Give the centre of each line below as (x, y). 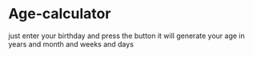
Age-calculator (60, 14)
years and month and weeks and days (71, 44)
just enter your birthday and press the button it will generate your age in (127, 36)
